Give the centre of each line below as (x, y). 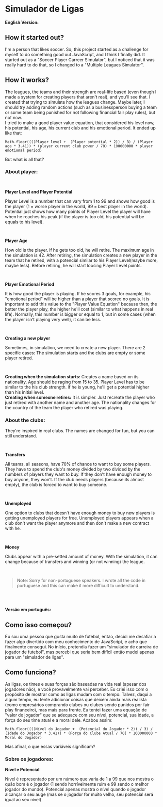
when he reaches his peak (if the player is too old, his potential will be (75, 216)
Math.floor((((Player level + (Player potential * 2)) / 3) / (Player (79, 142)
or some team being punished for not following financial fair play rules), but (80, 112)
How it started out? (34, 38)
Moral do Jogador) (24, 737)
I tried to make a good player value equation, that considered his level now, (80, 123)
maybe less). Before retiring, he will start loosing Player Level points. (73, 265)
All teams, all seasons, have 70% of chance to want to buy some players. (78, 464)
